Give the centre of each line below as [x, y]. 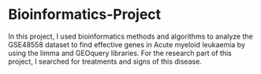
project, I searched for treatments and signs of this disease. [105, 61]
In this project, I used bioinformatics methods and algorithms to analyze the [131, 36]
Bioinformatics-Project [85, 15]
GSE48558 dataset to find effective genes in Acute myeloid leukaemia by [127, 44]
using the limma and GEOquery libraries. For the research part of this [120, 53]
